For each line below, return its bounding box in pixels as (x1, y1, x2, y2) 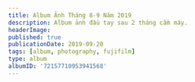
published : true (8, 33, 61, 41)
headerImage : (8, 26, 51, 34)
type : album (8, 55, 47, 63)
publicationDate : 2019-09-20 (8, 41, 104, 48)
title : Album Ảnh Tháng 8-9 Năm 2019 (8, 11, 132, 20)
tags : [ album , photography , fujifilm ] (8, 48, 135, 55)
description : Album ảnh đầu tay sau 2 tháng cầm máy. (8, 19, 189, 27)
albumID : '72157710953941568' (8, 62, 108, 70)
